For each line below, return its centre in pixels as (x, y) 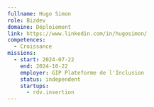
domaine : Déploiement (39, 27)
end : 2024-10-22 (44, 66)
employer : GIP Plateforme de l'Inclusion (82, 73)
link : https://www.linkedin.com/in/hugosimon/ (77, 33)
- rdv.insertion (50, 92)
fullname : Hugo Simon (39, 14)
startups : (35, 86)
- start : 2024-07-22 (44, 60)
